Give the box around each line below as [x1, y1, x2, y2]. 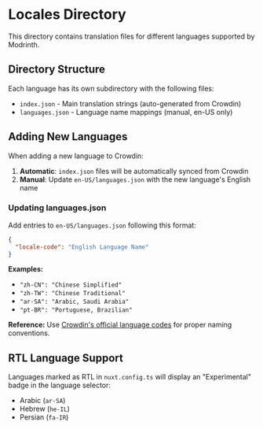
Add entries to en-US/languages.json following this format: [8, 220, 196, 230]
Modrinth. [8, 39, 40, 49]
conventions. [8, 328, 50, 338]
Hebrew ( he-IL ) [19, 404, 71, 414]
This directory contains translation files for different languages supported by [8, 31, 255, 41]
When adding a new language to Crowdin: [8, 151, 144, 161]
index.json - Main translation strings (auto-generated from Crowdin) [19, 98, 242, 108]
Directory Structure [8, 63, 106, 76]
